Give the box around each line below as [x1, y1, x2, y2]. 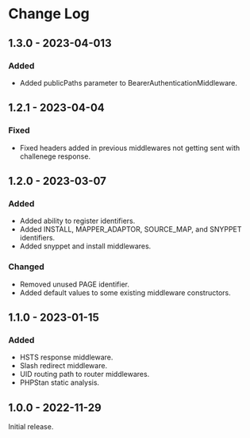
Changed [8, 261, 45, 272]
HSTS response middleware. [19, 352, 113, 362]
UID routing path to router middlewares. [19, 370, 150, 379]
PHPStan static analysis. [19, 378, 100, 387]
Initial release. [8, 422, 54, 432]
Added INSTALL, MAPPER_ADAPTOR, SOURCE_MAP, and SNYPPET [19, 225, 242, 234]
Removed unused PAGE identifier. [19, 279, 129, 289]
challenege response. [19, 152, 91, 161]
